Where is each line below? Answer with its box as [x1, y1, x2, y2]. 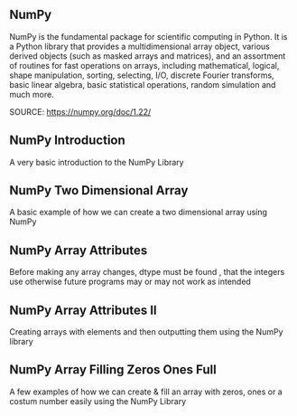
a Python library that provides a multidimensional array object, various [9, 41, 271, 52]
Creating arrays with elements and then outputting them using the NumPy [9, 326, 283, 337]
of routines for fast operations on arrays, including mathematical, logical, [9, 60, 280, 71]
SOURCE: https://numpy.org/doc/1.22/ [9, 106, 152, 117]
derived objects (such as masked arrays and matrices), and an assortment [9, 50, 286, 61]
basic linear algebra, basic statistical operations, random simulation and [9, 79, 276, 90]
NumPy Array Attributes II [9, 302, 157, 317]
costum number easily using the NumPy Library [9, 395, 187, 406]
